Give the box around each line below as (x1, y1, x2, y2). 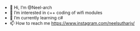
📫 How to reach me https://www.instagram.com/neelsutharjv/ (9, 20, 135, 26)
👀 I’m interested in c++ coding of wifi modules (9, 10, 102, 15)
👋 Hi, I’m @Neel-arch (9, 5, 52, 10)
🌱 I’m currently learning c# (9, 15, 63, 20)
